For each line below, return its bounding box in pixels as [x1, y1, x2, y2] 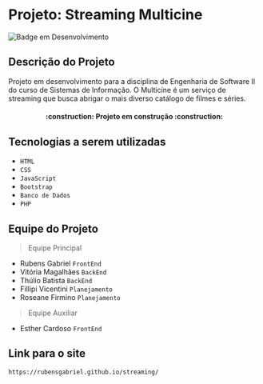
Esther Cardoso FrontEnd [19, 323, 102, 333]
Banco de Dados [19, 192, 71, 200]
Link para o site [8, 346, 86, 361]
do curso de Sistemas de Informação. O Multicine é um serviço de [8, 85, 226, 94]
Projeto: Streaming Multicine [8, 6, 203, 24]
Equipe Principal [27, 242, 82, 253]
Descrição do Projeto [8, 55, 115, 69]
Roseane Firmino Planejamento [19, 292, 122, 302]
